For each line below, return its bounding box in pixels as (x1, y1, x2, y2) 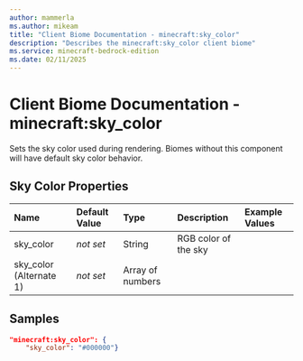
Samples (9, 311, 60, 327)
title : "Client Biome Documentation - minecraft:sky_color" (9, 30, 241, 39)
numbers (123, 274, 161, 287)
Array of (123, 264, 158, 276)
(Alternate (14, 269, 57, 282)
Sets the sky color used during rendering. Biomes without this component (9, 143, 283, 153)
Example (244, 205, 283, 218)
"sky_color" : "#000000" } (25, 344, 119, 353)
